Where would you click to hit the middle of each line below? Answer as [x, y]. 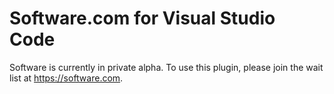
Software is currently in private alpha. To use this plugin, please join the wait [166, 67]
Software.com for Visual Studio [142, 18]
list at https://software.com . [66, 78]
